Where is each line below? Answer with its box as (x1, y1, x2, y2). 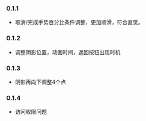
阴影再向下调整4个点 (14, 78, 66, 85)
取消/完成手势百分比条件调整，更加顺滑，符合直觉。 (14, 19, 144, 26)
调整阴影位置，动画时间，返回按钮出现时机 (14, 48, 121, 55)
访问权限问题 (14, 108, 47, 116)
